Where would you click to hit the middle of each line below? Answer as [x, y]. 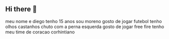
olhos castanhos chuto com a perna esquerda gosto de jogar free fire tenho [85, 26]
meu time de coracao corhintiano [40, 32]
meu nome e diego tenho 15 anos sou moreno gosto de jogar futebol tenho [83, 21]
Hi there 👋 [21, 9]
